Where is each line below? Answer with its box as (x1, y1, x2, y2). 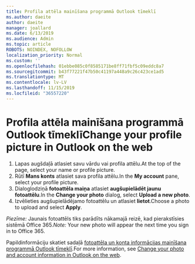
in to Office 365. (6, 227, 45, 235)
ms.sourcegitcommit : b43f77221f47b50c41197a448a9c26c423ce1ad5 (6, 69, 164, 75)
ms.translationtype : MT (6, 74, 65, 80)
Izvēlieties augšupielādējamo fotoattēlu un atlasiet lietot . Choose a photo (14, 197, 190, 204)
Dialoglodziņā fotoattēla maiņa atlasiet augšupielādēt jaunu (14, 185, 162, 192)
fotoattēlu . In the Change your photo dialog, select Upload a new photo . (14, 191, 190, 198)
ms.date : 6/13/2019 (6, 31, 54, 36)
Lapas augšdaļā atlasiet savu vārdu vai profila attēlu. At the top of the (14, 160, 181, 167)
